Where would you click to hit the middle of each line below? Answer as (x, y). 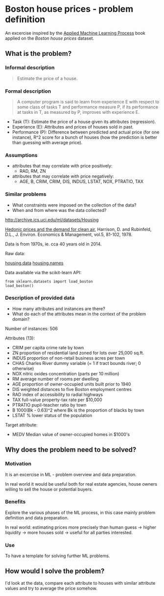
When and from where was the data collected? (59, 210)
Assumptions (21, 155)
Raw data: (15, 253)
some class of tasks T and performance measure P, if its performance (88, 107)
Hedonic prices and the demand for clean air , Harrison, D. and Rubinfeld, (78, 229)
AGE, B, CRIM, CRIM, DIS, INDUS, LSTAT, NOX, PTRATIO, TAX (81, 181)
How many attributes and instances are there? (59, 309)
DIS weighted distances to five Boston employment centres (72, 389)
